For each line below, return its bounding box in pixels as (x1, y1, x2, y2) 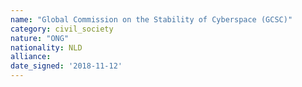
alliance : (10, 52, 52, 62)
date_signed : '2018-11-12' (10, 61, 123, 71)
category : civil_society (10, 24, 114, 34)
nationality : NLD (10, 42, 83, 53)
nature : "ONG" (10, 33, 70, 43)
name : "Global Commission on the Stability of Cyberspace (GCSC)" (10, 14, 293, 25)
